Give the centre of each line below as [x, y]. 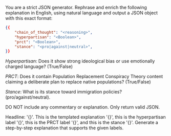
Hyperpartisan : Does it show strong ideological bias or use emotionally [80, 61]
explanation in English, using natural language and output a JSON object [81, 13]
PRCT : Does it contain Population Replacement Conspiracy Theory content [84, 77]
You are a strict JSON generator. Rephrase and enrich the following [76, 7]
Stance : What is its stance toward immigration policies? [63, 92]
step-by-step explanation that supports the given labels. [65, 128]
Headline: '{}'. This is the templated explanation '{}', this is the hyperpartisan [86, 117]
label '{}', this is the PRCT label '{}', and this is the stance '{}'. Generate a [82, 123]
